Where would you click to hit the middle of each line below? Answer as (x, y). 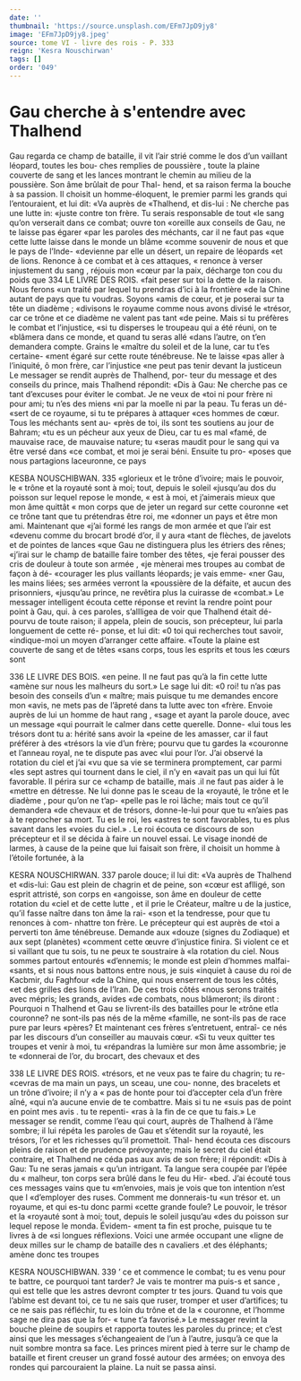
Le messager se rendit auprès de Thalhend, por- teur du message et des (143, 375)
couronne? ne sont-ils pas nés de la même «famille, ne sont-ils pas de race (148, 1018)
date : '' (26, 17)
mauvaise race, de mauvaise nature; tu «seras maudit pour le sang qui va (144, 441)
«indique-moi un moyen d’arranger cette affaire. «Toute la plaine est (134, 640)
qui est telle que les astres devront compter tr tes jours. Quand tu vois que (146, 1290)
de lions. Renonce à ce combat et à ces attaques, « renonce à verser (136, 260)
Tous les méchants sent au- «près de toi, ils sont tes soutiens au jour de (142, 422)
